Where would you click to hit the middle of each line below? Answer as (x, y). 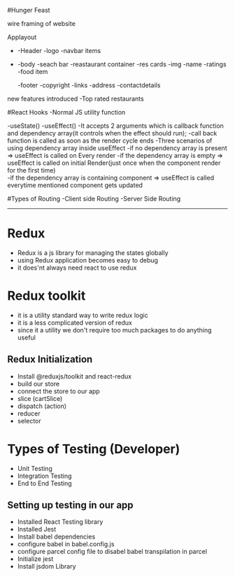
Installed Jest (37, 529)
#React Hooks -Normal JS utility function (66, 112)
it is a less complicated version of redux (75, 322)
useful (27, 337)
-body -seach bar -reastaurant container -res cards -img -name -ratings (122, 64)
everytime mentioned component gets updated (75, 185)
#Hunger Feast (29, 10)
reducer (29, 413)
